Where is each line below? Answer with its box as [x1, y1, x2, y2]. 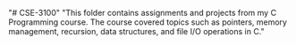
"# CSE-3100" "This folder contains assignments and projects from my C [8, 8, 277, 18]
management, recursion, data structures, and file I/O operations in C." [8, 26, 265, 36]
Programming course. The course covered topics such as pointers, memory [8, 17, 288, 27]
